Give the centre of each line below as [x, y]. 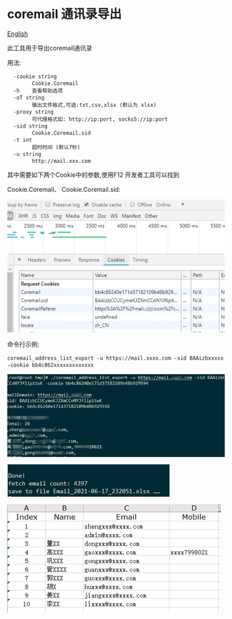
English [18, 33]
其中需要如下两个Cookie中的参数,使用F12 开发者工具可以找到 [93, 175]
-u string [27, 154]
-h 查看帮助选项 [38, 90]
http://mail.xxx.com [61, 161]
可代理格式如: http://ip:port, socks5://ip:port [100, 119]
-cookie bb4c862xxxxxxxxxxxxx [51, 365]
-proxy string [33, 112]
